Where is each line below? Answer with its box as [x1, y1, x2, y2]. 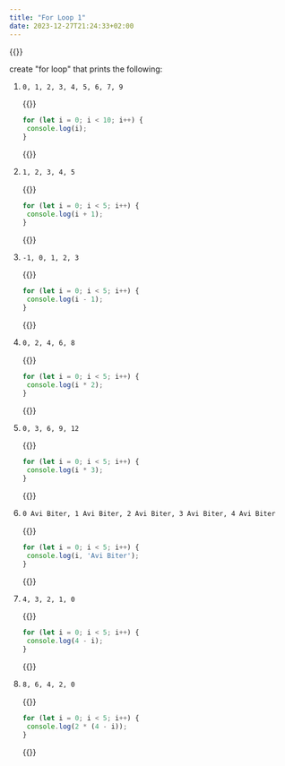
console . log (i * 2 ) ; [26, 380, 104, 390]
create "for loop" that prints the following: [9, 64, 163, 74]
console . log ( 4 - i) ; [26, 637, 104, 646]
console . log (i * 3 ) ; [26, 466, 104, 475]
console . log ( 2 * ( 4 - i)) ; [26, 722, 128, 731]
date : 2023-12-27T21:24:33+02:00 [9, 22, 134, 30]
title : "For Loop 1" [9, 13, 87, 22]
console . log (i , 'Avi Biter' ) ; [26, 551, 140, 560]
